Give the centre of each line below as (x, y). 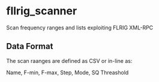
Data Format (30, 46)
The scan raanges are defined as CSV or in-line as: (69, 60)
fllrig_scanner (42, 11)
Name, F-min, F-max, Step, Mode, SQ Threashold (67, 72)
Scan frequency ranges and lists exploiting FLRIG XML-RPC (80, 28)
